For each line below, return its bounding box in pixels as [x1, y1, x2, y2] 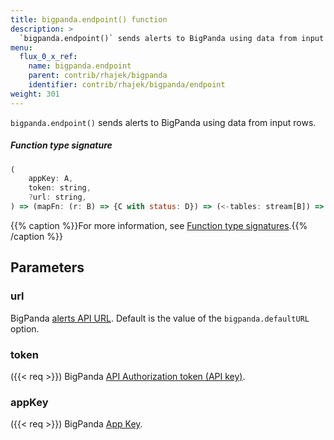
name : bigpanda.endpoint [28, 61, 132, 71]
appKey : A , [28, 174, 74, 184]
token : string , [28, 183, 92, 193]
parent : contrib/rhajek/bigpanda [28, 71, 168, 81]
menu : [10, 42, 33, 53]
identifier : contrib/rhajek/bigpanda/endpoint [28, 80, 226, 90]
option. [10, 322, 40, 335]
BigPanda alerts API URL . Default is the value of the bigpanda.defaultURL [10, 312, 310, 324]
